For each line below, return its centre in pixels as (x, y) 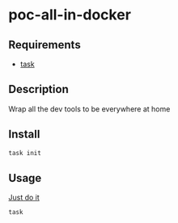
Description (38, 89)
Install (24, 135)
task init (25, 153)
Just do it (24, 198)
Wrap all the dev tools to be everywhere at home (89, 109)
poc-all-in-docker (70, 15)
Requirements (44, 45)
